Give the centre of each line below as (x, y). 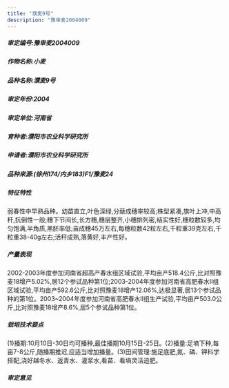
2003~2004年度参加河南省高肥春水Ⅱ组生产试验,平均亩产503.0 (128, 299)
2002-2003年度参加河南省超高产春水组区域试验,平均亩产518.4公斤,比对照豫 (114, 273)
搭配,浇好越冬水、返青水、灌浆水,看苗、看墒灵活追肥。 (84, 360)
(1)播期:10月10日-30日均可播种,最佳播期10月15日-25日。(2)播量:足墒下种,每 (113, 343)
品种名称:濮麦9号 (31, 80)
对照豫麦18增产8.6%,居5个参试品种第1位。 (81, 307)
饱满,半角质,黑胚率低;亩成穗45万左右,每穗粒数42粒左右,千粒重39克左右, (114, 229)
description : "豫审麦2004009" (49, 20)
